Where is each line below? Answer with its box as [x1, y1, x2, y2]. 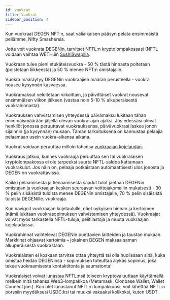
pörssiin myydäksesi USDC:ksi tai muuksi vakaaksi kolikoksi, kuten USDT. [5, 289, 159, 295]
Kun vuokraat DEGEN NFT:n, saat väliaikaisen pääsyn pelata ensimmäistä [5, 31, 158, 37]
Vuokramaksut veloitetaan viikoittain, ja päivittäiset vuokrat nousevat [5, 92, 149, 98]
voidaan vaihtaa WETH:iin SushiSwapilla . [5, 51, 90, 57]
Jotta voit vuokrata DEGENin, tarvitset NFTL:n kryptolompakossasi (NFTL [5, 46, 158, 52]
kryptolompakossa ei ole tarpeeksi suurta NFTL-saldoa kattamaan [5, 159, 143, 165]
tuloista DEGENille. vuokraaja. [5, 196, 67, 202]
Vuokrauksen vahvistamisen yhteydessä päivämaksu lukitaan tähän [5, 112, 146, 118]
